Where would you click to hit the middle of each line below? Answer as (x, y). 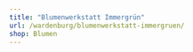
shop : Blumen (33, 33)
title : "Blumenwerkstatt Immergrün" (77, 17)
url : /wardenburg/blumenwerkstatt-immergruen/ (97, 26)
